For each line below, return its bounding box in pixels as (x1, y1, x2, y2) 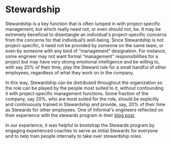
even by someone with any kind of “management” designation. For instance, (5, 48, 166, 54)
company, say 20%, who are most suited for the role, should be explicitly (5, 96, 159, 102)
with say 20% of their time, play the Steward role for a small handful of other (5, 64, 166, 70)
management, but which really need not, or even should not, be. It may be (5, 26, 161, 32)
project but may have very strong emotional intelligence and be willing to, (5, 58, 160, 65)
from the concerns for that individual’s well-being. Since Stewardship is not (5, 37, 164, 43)
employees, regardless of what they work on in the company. (5, 69, 134, 75)
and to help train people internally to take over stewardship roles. (5, 133, 142, 139)
